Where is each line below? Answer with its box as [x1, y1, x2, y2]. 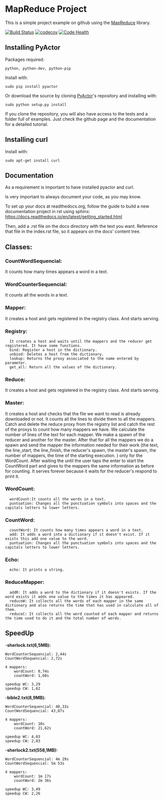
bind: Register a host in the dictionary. [9, 347, 97, 352]
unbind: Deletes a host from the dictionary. [9, 352, 104, 357]
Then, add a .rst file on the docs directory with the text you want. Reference [5, 223, 158, 229]
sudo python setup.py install [5, 102, 67, 107]
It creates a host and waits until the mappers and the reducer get [9, 339, 152, 344]
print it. [5, 473, 20, 479]
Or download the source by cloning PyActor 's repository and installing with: [5, 92, 158, 99]
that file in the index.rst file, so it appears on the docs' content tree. [5, 228, 141, 234]
